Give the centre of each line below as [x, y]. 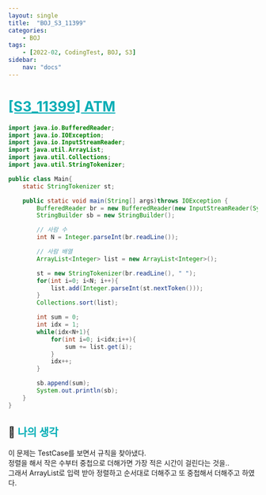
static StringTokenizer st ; [68, 186]
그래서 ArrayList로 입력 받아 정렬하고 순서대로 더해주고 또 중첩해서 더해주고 [124, 473]
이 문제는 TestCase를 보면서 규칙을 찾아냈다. [77, 453]
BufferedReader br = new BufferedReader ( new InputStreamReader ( [145, 208]
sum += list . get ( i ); [99, 346]
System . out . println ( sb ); [78, 391]
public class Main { [40, 179]
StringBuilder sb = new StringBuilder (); [106, 215]
